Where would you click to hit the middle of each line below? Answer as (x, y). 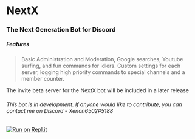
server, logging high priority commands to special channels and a (103, 72)
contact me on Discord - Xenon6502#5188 (60, 110)
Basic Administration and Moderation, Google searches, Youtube (102, 59)
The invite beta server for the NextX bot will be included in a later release (98, 90)
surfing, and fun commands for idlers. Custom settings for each (101, 66)
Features (18, 44)
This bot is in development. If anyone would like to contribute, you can (94, 104)
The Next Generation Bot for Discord (61, 30)
